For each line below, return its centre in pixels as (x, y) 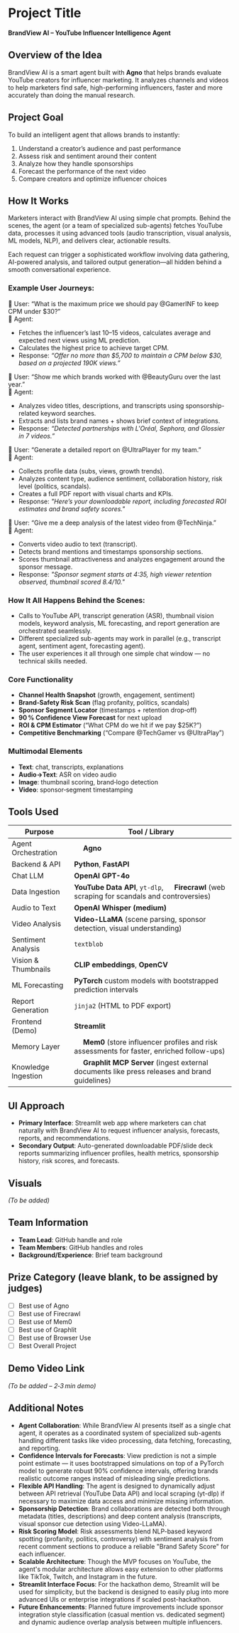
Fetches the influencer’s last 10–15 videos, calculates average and (115, 332)
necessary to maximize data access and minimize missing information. (122, 1501)
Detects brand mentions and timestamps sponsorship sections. (111, 551)
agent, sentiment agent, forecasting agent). (82, 646)
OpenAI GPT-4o (102, 876)
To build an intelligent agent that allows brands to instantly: (94, 135)
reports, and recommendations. (64, 1138)
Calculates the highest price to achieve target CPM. (94, 347)
